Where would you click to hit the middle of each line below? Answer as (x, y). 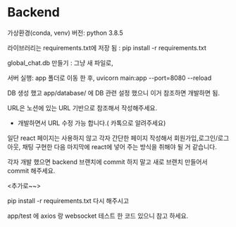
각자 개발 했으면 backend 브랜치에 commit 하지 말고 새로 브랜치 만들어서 (107, 162)
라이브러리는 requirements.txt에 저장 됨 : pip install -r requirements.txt (107, 47)
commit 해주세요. (31, 170)
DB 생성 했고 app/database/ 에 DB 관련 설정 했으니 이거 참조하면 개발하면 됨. (114, 93)
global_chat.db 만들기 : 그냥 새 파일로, (61, 63)
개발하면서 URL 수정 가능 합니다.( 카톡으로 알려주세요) (92, 123)
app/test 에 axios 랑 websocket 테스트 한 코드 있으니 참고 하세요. (98, 216)
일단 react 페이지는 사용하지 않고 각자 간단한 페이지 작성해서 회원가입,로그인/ (113, 138)
